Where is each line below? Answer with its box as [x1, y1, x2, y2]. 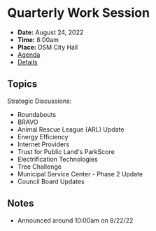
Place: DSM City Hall [17, 43, 78, 51]
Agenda [17, 50, 41, 59]
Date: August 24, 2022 [17, 28, 84, 36]
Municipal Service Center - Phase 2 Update [17, 169, 143, 178]
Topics [7, 78, 38, 90]
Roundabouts [17, 110, 57, 118]
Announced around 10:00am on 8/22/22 [17, 216, 134, 225]
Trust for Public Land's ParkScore [17, 147, 115, 155]
